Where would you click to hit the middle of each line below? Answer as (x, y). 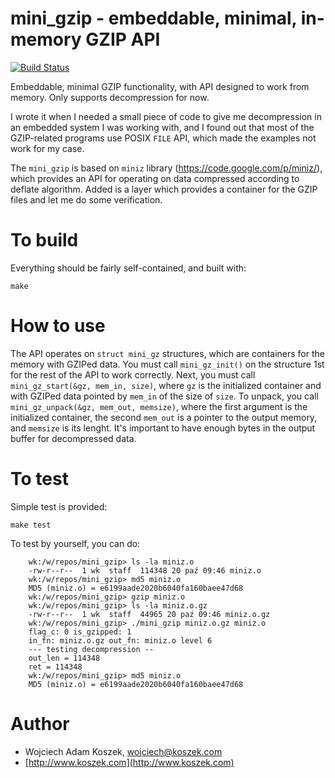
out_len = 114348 (64, 658)
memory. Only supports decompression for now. (110, 97)
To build (44, 240)
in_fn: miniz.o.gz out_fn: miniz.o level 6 (120, 640)
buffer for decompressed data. (73, 438)
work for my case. (47, 148)
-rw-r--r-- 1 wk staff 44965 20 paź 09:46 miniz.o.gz (149, 614)
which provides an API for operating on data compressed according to (155, 178)
